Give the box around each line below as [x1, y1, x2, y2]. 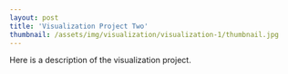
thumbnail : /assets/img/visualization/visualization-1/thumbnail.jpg [9, 30, 280, 39]
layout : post [9, 13, 59, 23]
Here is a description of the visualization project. [9, 55, 191, 66]
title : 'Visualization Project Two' [9, 22, 149, 31]
